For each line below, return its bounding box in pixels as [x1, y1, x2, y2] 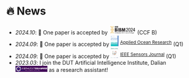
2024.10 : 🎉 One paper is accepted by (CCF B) [15, 29, 157, 36]
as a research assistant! [48, 67, 108, 74]
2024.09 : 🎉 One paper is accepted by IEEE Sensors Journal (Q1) [15, 51, 176, 60]
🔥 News [6, 4, 47, 18]
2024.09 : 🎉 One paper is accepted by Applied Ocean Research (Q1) [15, 39, 184, 48]
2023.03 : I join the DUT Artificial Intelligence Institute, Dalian [15, 59, 167, 66]
